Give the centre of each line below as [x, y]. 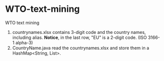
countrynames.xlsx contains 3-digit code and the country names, [79, 32]
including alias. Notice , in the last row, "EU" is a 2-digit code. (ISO [80, 37]
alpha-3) [24, 42]
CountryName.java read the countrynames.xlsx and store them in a [81, 48]
